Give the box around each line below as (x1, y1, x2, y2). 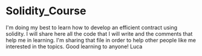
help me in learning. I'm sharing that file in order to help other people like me (5, 36, 196, 43)
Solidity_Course (5, 4, 86, 18)
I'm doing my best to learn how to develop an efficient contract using (5, 24, 178, 31)
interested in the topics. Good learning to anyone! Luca (5, 43, 143, 50)
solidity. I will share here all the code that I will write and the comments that (5, 30, 193, 37)
